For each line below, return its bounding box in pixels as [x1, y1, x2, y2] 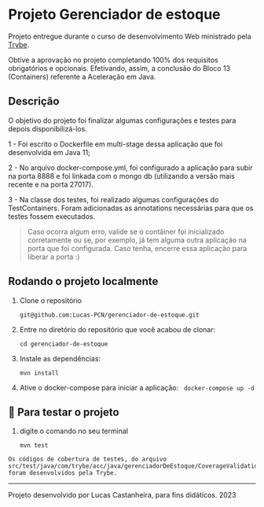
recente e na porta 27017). [8, 179, 94, 189]
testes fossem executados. [8, 211, 96, 221]
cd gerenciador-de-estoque [19, 340, 108, 348]
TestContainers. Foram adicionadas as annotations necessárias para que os [8, 203, 254, 213]
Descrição [8, 94, 60, 108]
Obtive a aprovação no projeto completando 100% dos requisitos [8, 55, 218, 65]
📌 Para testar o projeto [8, 405, 119, 419]
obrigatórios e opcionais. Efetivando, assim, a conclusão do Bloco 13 [8, 63, 230, 72]
